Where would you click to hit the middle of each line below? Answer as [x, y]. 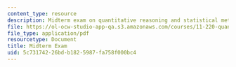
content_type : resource [42, 14]
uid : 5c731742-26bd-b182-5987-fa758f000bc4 [72, 53]
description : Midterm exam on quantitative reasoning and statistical [113, 20]
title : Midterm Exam [38, 46]
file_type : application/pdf [48, 33]
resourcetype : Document [42, 40]
